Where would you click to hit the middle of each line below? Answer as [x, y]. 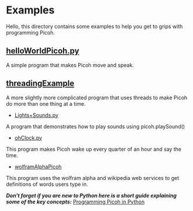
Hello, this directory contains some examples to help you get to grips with [94, 26]
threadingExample [40, 83]
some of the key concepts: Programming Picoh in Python [75, 202]
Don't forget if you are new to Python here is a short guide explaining [91, 195]
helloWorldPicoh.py [43, 51]
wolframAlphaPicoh [38, 167]
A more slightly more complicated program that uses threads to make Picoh [97, 98]
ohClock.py [28, 137]
